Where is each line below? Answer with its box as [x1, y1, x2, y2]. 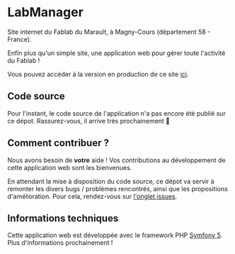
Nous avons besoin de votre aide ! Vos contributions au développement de [7, 156, 226, 164]
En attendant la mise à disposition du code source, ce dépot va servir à [7, 177, 214, 186]
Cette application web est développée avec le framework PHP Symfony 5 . [7, 231, 223, 240]
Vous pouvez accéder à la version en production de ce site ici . [7, 70, 189, 78]
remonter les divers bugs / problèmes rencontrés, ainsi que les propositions [7, 184, 228, 193]
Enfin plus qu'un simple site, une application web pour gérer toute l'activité [7, 49, 226, 57]
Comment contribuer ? [7, 137, 110, 149]
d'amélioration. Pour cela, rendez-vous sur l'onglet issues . [7, 192, 178, 200]
